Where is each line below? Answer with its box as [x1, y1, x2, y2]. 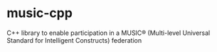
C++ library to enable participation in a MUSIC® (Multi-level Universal [6, 28, 211, 37]
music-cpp [6, 5, 73, 21]
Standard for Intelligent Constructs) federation [6, 36, 142, 44]
